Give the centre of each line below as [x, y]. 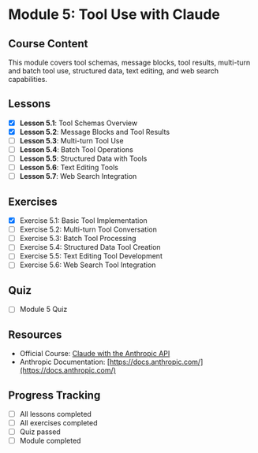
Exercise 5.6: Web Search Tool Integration [88, 265]
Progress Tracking [54, 395]
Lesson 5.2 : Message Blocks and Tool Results [95, 132]
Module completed [50, 441]
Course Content [48, 44]
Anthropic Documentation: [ [65, 362]
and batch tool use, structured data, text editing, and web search [114, 71]
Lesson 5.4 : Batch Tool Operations [77, 150]
